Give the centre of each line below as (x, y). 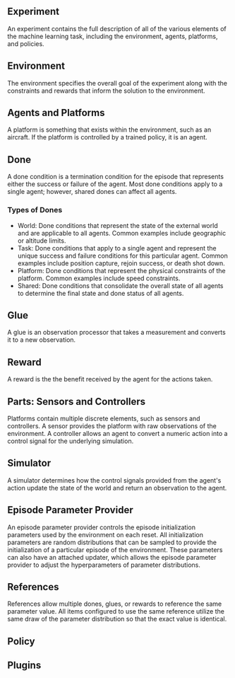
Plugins (24, 666)
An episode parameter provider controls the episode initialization (102, 527)
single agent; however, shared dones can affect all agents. (92, 192)
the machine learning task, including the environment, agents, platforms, (113, 36)
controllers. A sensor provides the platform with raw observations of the (112, 426)
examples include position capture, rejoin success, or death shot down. (121, 263)
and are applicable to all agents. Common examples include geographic (122, 233)
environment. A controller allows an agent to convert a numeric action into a (117, 433)
